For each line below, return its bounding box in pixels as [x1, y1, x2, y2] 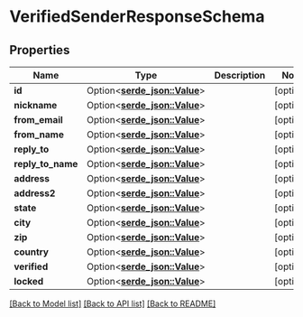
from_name [14, 128, 65, 141]
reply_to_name [14, 158, 78, 170]
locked [14, 275, 44, 287]
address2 [14, 187, 56, 200]
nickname [14, 99, 58, 111]
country [14, 246, 50, 258]
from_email [14, 114, 63, 126]
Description [214, 70, 266, 81]
